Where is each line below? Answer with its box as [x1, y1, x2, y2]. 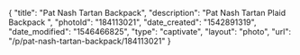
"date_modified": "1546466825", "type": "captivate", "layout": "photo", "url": [8, 27, 292, 36]
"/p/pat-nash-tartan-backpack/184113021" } [8, 35, 172, 46]
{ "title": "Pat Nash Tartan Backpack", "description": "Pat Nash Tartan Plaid [8, 8, 286, 18]
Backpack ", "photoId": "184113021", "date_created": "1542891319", [8, 17, 257, 27]
